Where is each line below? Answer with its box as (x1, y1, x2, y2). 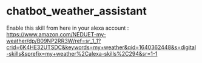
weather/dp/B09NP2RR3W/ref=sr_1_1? (6, 37, 101, 44)
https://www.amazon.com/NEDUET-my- (6, 30, 106, 38)
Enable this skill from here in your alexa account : (6, 24, 129, 31)
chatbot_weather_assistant (6, 4, 147, 18)
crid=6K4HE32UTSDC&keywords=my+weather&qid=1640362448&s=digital (6, 44, 196, 51)
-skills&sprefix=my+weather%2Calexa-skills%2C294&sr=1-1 (6, 50, 158, 57)
